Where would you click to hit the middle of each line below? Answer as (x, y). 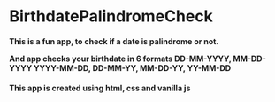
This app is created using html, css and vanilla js (100, 88)
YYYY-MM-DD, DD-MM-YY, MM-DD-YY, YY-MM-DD (133, 67)
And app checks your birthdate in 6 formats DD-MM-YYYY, (120, 59)
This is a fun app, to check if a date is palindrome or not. (114, 41)
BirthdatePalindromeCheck (111, 16)
